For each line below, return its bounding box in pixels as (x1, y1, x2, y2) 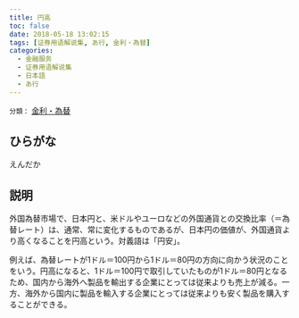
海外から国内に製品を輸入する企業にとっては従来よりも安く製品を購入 (24, 288, 283, 299)
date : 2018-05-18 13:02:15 (9, 29, 110, 38)
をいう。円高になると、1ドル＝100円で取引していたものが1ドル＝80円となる (9, 265, 287, 277)
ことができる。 (16, 299, 72, 310)
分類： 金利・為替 (9, 105, 71, 116)
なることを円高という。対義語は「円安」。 (32, 236, 186, 247)
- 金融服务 (17, 54, 53, 63)
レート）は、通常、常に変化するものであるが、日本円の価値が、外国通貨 (16, 224, 283, 235)
